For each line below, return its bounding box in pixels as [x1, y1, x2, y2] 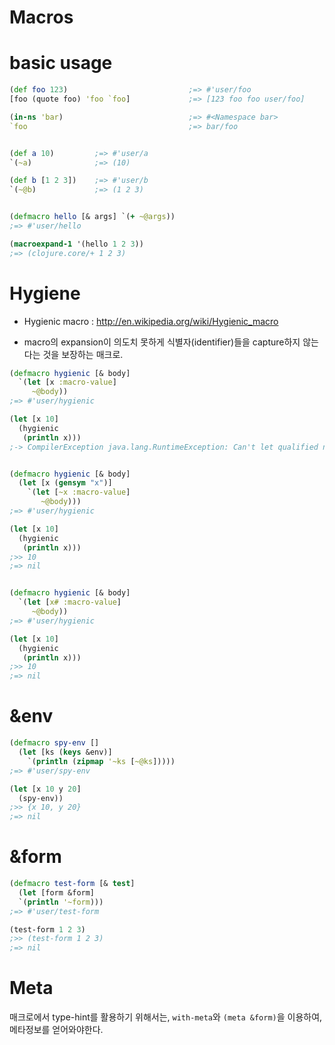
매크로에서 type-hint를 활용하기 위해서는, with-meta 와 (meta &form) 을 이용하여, [9, 1011, 323, 1023]
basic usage [9, 52, 113, 75]
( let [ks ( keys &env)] [18, 747, 113, 757]
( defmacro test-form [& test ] [9, 879, 136, 889]
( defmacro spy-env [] [9, 738, 100, 748]
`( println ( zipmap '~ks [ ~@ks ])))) [27, 756, 176, 766]
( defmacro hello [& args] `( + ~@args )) [9, 212, 176, 222]
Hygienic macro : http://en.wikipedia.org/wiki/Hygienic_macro [23, 315, 279, 327]
